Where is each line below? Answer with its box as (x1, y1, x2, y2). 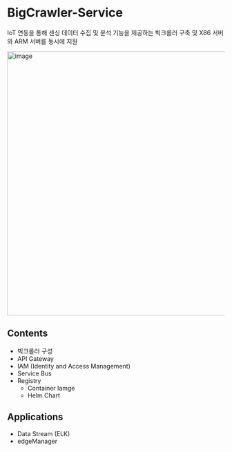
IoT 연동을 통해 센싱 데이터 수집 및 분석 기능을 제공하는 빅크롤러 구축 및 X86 (7, 28, 211, 37)
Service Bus (17, 369, 52, 377)
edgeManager (17, 437, 57, 445)
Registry (17, 376, 41, 384)
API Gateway (17, 354, 54, 363)
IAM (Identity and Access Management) (17, 362, 131, 370)
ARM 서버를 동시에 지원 (14, 37, 78, 46)
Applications (7, 411, 64, 423)
